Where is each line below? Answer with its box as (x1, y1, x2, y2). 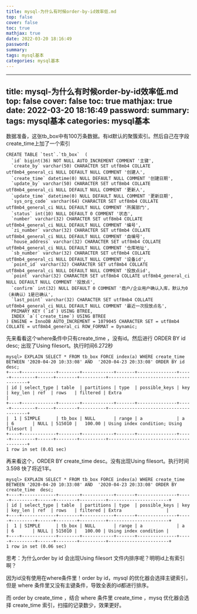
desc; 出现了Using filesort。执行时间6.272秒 (6, 342, 113, 349)
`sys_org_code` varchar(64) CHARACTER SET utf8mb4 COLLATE (11, 198, 159, 205)
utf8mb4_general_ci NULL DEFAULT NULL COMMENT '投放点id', (6, 268, 151, 274)
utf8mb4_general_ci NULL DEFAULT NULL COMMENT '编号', (6, 222, 141, 228)
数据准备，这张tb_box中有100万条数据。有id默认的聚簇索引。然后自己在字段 (6, 133, 189, 140)
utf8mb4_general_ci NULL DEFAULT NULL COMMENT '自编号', (6, 233, 145, 240)
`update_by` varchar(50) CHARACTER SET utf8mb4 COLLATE (11, 181, 151, 187)
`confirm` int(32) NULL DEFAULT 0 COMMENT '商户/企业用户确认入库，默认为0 (11, 286, 188, 292)
